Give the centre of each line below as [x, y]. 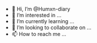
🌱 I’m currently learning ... [43, 21]
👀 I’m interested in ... [36, 15]
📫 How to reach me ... [39, 34]
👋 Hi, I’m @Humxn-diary [41, 9]
